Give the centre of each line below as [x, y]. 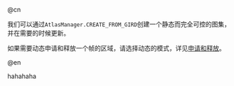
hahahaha [22, 76]
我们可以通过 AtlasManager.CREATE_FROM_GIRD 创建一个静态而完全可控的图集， [119, 24]
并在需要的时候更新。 [38, 33]
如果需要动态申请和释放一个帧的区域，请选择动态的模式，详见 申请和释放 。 [116, 48]
